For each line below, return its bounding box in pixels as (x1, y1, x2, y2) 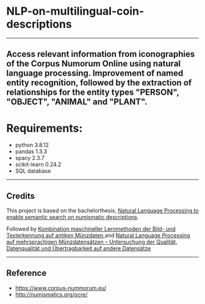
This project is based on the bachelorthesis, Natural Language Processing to (6, 207, 199, 214)
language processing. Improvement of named (6, 68, 184, 79)
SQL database (15, 167, 51, 175)
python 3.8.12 (15, 142, 49, 149)
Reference (6, 268, 47, 278)
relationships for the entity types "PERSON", (6, 87, 179, 98)
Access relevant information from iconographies (6, 49, 195, 59)
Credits (6, 190, 35, 201)
